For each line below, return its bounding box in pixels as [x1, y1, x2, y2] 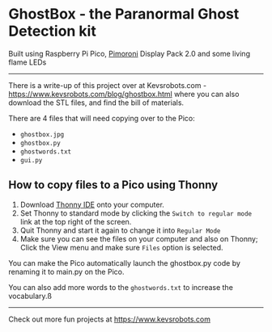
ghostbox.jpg [19, 130, 65, 138]
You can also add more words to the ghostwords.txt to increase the [8, 282, 233, 292]
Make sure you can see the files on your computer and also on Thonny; [19, 233, 258, 243]
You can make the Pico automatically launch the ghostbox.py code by [8, 258, 241, 267]
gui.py [19, 156, 43, 164]
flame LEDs [8, 57, 47, 67]
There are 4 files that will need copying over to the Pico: [8, 113, 196, 123]
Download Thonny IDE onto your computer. [19, 200, 164, 209]
